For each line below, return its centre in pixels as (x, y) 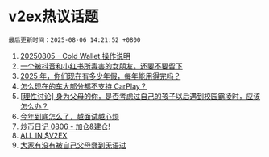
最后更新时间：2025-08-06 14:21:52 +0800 (74, 40)
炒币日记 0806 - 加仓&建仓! (65, 126)
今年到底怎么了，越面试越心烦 (69, 116)
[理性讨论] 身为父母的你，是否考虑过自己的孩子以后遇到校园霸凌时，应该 (140, 96)
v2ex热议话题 (54, 17)
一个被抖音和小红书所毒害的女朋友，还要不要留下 (101, 66)
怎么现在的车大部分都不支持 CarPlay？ (83, 86)
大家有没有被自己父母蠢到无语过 (73, 145)
